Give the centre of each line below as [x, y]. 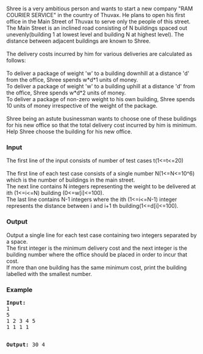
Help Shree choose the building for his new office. [69, 132]
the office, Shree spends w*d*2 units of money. [66, 93]
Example [20, 289]
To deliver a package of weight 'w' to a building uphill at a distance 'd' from [101, 86]
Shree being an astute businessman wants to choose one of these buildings [101, 119]
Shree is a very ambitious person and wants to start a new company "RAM [100, 9]
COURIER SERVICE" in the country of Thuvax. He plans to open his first [96, 15]
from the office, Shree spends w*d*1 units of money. [72, 80]
